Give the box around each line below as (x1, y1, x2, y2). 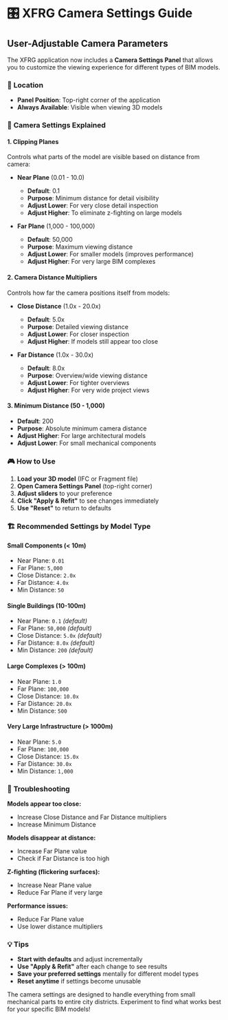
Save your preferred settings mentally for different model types (16, 970, 199, 978)
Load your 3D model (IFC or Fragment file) (16, 475, 139, 483)
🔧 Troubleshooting (7, 784, 70, 793)
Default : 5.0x (27, 315, 65, 324)
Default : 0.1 (27, 187, 60, 195)
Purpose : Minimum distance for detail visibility (27, 194, 159, 202)
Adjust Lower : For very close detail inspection (27, 201, 159, 210)
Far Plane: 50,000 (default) (16, 624, 92, 632)
